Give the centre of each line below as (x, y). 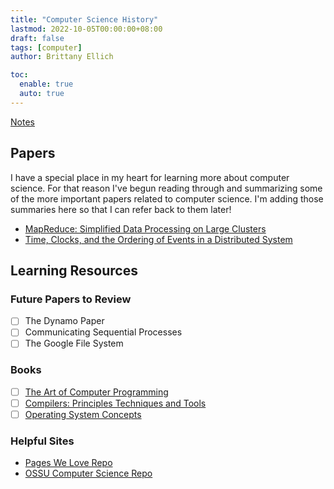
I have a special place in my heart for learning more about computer (150, 177)
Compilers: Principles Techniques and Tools (115, 403)
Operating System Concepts (83, 414)
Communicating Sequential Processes (103, 332)
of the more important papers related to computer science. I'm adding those (167, 198)
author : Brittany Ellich (62, 57)
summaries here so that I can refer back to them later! (121, 209)
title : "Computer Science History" (84, 19)
